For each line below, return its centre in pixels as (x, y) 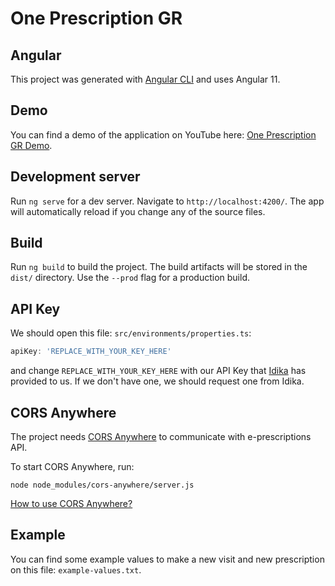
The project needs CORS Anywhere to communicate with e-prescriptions (161, 436)
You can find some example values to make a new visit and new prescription (167, 559)
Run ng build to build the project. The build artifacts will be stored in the (159, 267)
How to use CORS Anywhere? (71, 503)
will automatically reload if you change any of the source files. (138, 211)
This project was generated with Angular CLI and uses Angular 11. (145, 79)
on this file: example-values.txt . (76, 569)
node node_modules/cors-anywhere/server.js (102, 485)
